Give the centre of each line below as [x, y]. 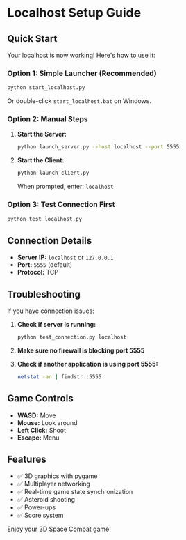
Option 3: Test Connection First [61, 205]
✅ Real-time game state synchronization [75, 492]
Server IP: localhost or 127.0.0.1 [65, 257]
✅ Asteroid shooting [46, 500]
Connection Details [50, 241]
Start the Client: [41, 160]
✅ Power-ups [36, 507]
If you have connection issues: [51, 311]
